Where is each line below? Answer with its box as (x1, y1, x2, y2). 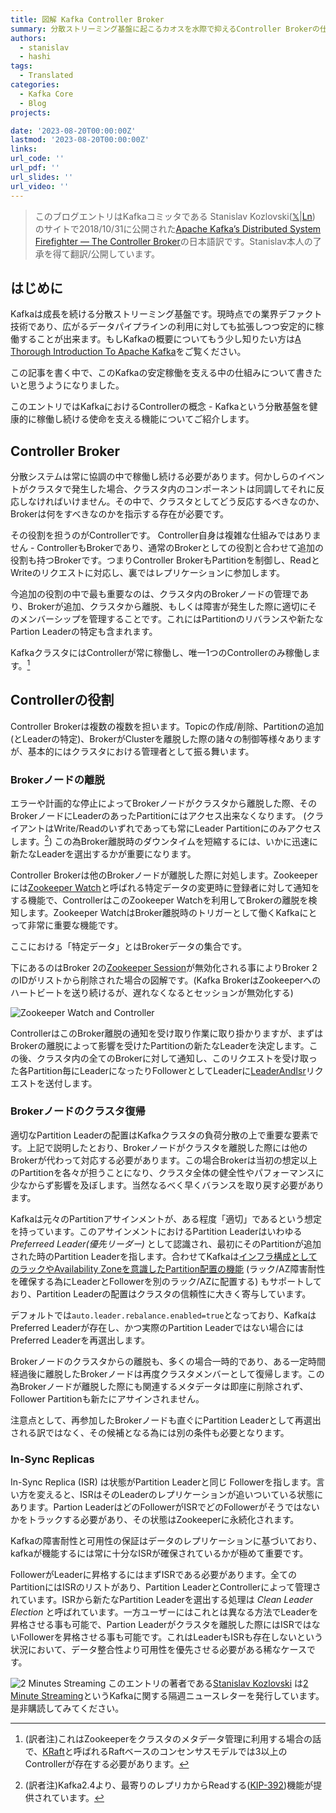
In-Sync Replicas (10, 1452, 95, 1466)
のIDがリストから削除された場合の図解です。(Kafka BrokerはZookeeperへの (10, 974, 322, 986)
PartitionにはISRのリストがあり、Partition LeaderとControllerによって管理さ (10, 1581, 322, 1593)
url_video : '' (10, 181, 70, 191)
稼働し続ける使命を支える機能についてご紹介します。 (36, 413, 255, 425)
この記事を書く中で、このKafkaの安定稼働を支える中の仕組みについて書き (10, 367, 314, 379)
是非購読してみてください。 (10, 1702, 125, 1715)
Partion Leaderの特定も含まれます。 (10, 626, 158, 638)
